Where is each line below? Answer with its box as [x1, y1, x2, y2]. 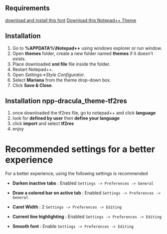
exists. [12, 55, 26, 61]
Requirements [5, 4, 50, 12]
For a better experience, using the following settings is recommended [5, 170, 148, 176]
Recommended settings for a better [5, 143, 156, 154]
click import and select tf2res [12, 120, 74, 126]
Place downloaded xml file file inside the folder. [12, 61, 111, 67]
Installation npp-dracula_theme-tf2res [5, 97, 127, 105]
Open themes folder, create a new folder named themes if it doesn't [12, 50, 154, 56]
